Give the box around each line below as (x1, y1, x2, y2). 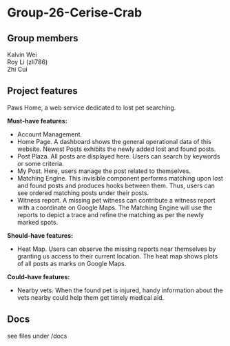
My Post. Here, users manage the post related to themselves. (17, 167, 191, 175)
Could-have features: (7, 272, 70, 281)
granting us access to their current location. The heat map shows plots (17, 252, 218, 260)
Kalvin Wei (7, 50, 37, 59)
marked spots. (17, 218, 59, 226)
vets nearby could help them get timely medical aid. (17, 293, 164, 301)
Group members (7, 32, 79, 44)
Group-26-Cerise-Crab (7, 5, 143, 21)
